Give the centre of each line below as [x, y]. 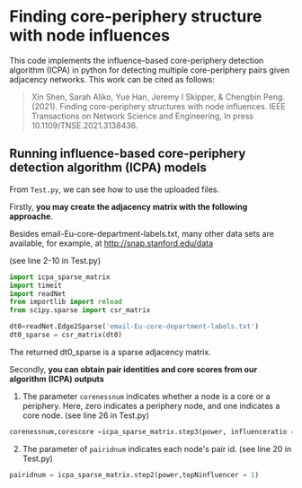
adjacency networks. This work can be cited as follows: [112, 79]
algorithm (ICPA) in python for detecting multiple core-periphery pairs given [150, 70]
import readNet [38, 293]
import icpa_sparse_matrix [60, 277]
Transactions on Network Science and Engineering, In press [142, 116]
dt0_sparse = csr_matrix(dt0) [66, 335]
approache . [31, 216]
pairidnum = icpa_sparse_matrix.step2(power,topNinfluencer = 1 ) [134, 475]
